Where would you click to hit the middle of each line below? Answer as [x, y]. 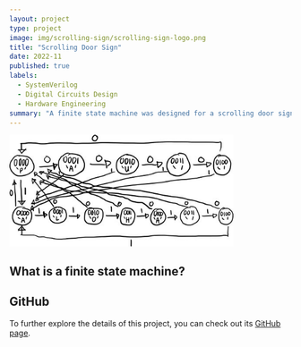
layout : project [39, 19]
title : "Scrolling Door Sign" [66, 47]
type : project [36, 28]
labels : [24, 76]
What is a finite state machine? [97, 271]
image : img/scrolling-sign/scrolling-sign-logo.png [107, 38]
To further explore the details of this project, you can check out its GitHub [145, 323]
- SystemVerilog [47, 85]
